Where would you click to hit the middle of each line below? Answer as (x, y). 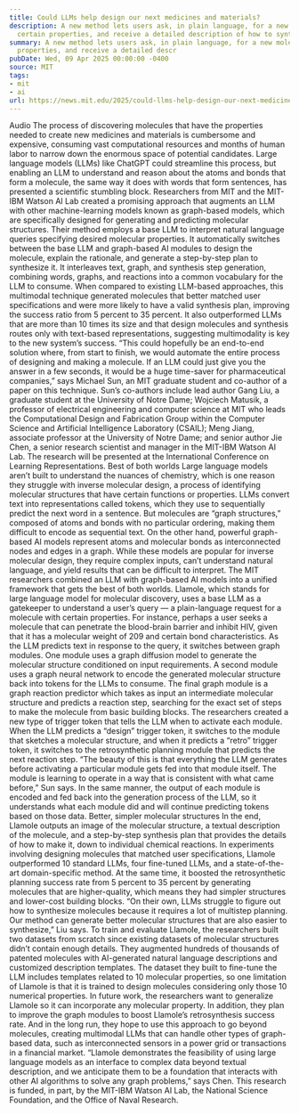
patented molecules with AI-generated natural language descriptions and (143, 958)
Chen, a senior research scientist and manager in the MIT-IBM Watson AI (143, 447)
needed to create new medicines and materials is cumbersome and (133, 135)
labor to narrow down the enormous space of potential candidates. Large (143, 154)
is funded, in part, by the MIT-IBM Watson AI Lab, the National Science (139, 1091)
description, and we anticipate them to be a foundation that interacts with (143, 1072)
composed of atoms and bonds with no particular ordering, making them (142, 523)
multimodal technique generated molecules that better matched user (135, 296)
